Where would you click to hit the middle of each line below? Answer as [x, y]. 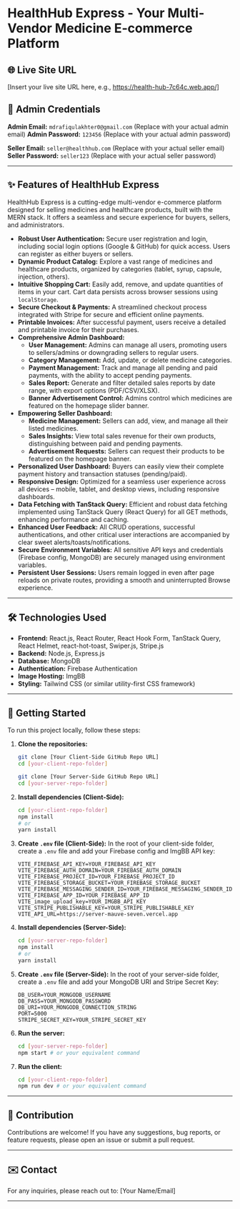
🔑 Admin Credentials [54, 110]
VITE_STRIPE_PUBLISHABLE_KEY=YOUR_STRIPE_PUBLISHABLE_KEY [106, 908]
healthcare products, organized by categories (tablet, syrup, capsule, [120, 269]
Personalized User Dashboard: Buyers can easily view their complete [121, 466]
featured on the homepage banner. [80, 458]
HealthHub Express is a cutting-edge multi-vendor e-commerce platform [115, 202]
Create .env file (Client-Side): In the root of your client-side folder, [116, 843]
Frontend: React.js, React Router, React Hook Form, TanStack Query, [119, 638]
